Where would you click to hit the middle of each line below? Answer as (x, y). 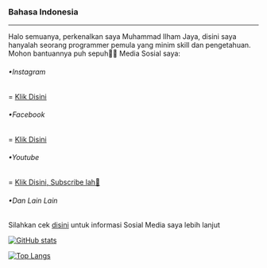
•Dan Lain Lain (33, 200)
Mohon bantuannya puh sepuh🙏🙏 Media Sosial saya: (95, 53)
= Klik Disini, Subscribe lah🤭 (54, 182)
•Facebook (27, 115)
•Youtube (24, 157)
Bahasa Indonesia (43, 12)
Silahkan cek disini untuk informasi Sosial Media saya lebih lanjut (114, 225)
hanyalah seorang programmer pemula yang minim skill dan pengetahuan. (130, 45)
